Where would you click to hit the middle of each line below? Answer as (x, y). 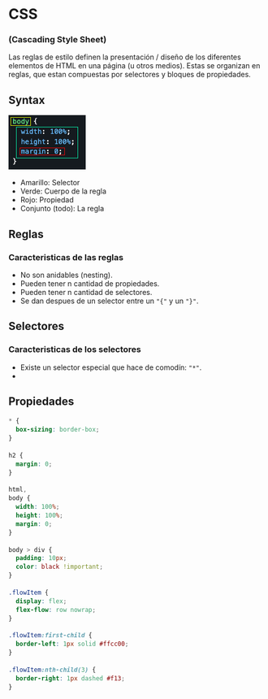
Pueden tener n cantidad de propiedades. (90, 283)
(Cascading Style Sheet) (58, 40)
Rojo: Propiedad (47, 200)
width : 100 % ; (38, 507)
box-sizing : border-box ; (58, 430)
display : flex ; (41, 601)
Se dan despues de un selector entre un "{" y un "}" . (109, 301)
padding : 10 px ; (41, 558)
